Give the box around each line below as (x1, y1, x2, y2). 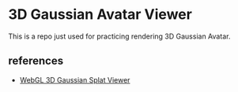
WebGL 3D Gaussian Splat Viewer (19, 75, 130, 84)
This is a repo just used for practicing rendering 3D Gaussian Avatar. (8, 31, 231, 41)
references (8, 54, 64, 68)
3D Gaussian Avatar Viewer (8, 6, 192, 24)
